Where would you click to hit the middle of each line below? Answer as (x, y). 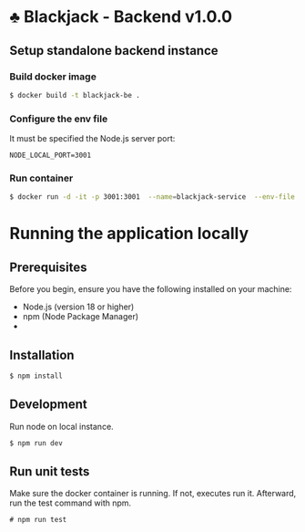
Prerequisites (48, 267)
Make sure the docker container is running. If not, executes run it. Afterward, (153, 494)
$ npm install (36, 376)
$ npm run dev (36, 443)
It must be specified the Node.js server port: (92, 139)
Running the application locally (129, 234)
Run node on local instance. (61, 426)
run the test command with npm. (71, 503)
